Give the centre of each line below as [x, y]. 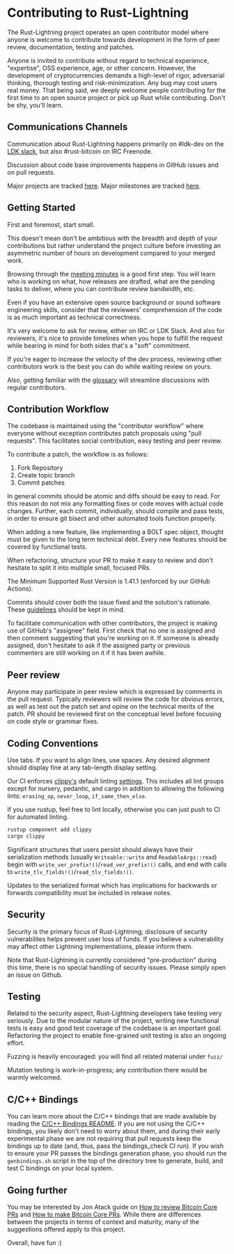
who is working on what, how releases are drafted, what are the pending [111, 281]
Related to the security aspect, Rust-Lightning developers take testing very [115, 1013]
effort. [16, 1043]
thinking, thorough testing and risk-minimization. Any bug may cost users [112, 82]
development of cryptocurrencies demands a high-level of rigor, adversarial [116, 75]
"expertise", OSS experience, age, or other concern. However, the [102, 68]
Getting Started [41, 208]
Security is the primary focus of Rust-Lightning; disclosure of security [107, 931]
